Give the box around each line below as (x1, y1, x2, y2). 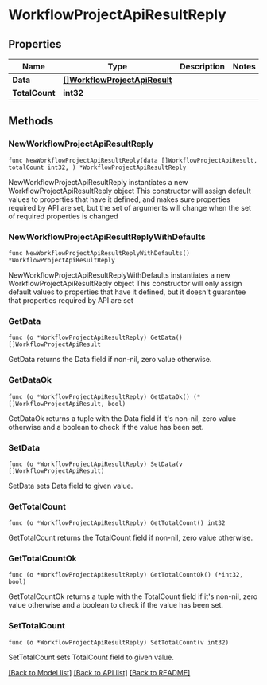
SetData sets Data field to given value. (8, 481, 133, 490)
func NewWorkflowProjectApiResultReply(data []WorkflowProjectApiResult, (8, 156, 258, 164)
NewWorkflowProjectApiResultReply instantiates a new (8, 177, 188, 187)
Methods (8, 114, 54, 128)
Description (180, 61, 225, 72)
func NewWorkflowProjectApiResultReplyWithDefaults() (8, 249, 191, 257)
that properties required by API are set (8, 295, 133, 305)
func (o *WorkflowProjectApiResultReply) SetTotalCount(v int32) (8, 638, 229, 647)
